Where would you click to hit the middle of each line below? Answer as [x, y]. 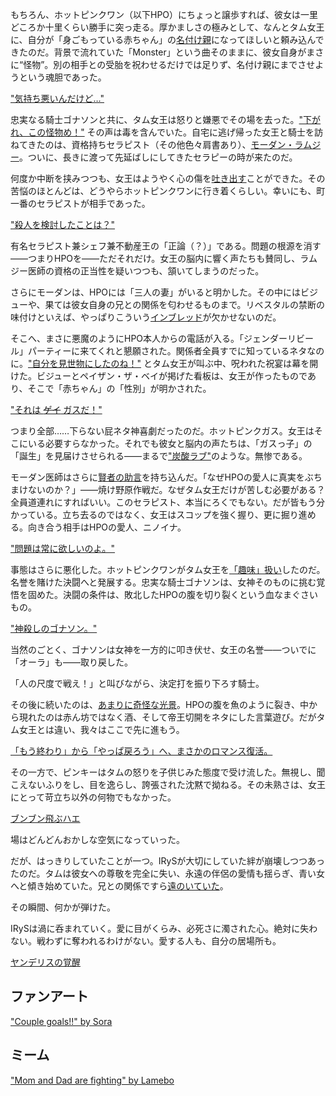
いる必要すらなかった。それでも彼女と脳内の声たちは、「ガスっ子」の [170, 443]
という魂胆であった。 [62, 77]
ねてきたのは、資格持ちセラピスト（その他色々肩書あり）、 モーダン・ [152, 144]
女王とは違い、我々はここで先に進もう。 [101, 729]
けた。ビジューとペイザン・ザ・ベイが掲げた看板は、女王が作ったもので [159, 376]
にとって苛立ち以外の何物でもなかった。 [93, 797]
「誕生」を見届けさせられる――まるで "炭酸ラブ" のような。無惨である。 [159, 456]
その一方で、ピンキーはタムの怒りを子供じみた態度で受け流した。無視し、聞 [168, 772]
